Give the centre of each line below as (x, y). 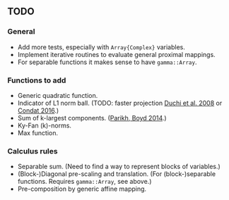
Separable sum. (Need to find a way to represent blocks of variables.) (119, 167)
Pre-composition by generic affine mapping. (82, 189)
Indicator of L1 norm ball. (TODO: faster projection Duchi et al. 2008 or (120, 103)
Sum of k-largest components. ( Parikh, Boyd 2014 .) (92, 118)
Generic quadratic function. (58, 95)
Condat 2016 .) (38, 110)
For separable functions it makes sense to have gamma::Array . (107, 62)
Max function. (38, 132)
